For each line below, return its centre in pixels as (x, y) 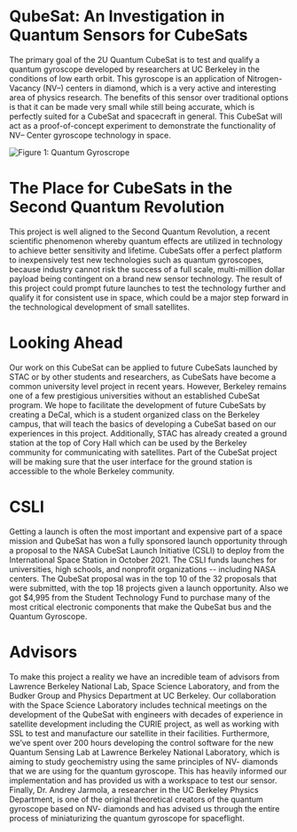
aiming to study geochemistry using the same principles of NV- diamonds (144, 761)
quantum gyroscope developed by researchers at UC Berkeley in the (134, 69)
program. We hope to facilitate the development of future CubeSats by (138, 404)
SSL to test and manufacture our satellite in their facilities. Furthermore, (140, 733)
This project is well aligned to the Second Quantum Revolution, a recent (140, 232)
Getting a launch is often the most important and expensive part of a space (146, 531)
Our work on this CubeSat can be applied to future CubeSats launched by (144, 367)
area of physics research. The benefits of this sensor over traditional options (149, 97)
